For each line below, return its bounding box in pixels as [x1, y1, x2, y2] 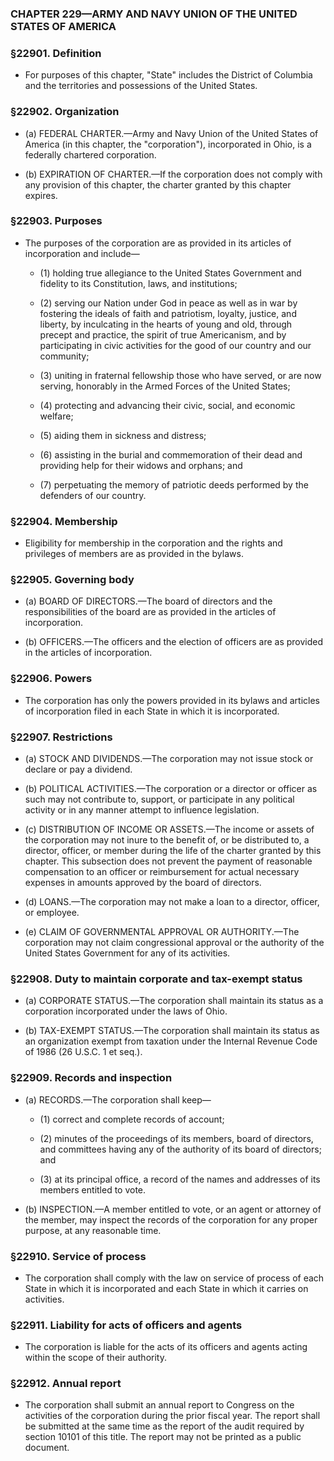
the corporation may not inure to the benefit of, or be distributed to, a [24, 834, 310, 846]
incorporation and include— [24, 247, 140, 259]
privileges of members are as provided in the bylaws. [24, 548, 244, 560]
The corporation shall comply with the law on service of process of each [24, 1272, 325, 1284]
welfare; [39, 410, 74, 422]
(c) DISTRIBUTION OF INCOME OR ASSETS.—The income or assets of [24, 823, 315, 835]
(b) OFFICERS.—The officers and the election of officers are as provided [24, 636, 324, 648]
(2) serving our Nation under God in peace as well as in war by [39, 297, 298, 309]
